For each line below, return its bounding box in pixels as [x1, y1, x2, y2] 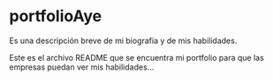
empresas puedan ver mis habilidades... [9, 62, 155, 72]
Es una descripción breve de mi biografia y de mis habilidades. [9, 35, 238, 46]
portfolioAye [9, 6, 102, 26]
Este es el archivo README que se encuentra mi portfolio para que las [9, 52, 265, 63]
